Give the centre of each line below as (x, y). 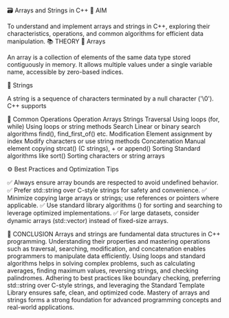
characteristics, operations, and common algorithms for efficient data (106, 33)
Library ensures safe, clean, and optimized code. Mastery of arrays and (108, 293)
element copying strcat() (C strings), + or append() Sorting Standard (104, 148)
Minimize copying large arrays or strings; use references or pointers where (113, 198)
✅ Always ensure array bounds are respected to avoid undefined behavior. (113, 182)
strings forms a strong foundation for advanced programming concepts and (114, 300)
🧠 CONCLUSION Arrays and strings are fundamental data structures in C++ (114, 234)
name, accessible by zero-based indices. (65, 72)
